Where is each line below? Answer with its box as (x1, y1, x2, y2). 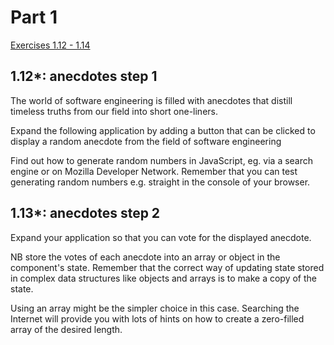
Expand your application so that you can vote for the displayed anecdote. (10, 231, 312, 243)
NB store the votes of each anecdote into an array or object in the (10, 251, 281, 263)
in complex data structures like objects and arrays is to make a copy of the (10, 272, 317, 284)
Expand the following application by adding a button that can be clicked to (10, 124, 316, 136)
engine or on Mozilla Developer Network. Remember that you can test (10, 165, 298, 177)
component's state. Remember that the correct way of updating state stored (10, 261, 325, 273)
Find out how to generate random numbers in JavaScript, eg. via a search (10, 154, 314, 166)
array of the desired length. (10, 323, 123, 335)
